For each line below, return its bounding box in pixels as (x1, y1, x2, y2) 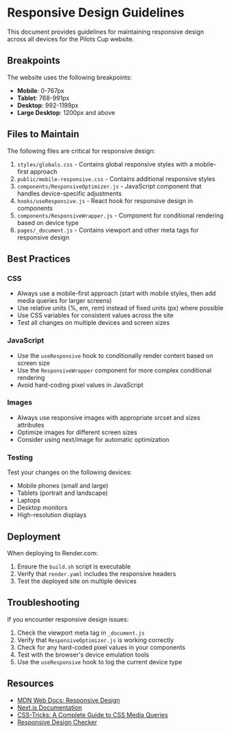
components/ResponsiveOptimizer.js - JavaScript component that (16, 182, 202, 190)
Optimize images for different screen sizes (16, 428, 137, 436)
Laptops (16, 496, 41, 504)
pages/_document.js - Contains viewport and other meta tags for (16, 226, 199, 234)
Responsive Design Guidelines (7, 5, 185, 21)
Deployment (7, 531, 61, 542)
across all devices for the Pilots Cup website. (7, 34, 135, 43)
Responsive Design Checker (16, 718, 97, 726)
